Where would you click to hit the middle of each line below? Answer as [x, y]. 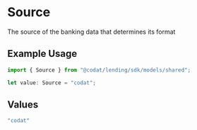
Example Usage [42, 54]
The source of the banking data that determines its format [91, 32]
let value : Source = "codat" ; [52, 83]
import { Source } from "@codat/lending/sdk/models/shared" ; [99, 70]
